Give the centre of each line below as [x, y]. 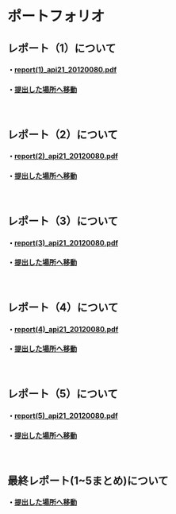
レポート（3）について [63, 220]
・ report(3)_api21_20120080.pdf [63, 242]
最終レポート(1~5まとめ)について [88, 480]
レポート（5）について [63, 394]
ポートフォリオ [56, 16]
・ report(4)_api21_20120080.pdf [63, 329]
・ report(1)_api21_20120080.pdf [62, 70]
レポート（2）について [63, 135]
